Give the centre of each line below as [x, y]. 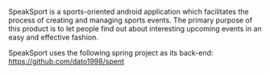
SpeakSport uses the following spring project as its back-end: [111, 53]
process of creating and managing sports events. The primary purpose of [130, 20]
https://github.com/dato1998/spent [66, 61]
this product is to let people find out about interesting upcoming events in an [135, 29]
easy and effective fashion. [53, 37]
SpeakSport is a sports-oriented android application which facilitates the [129, 12]
